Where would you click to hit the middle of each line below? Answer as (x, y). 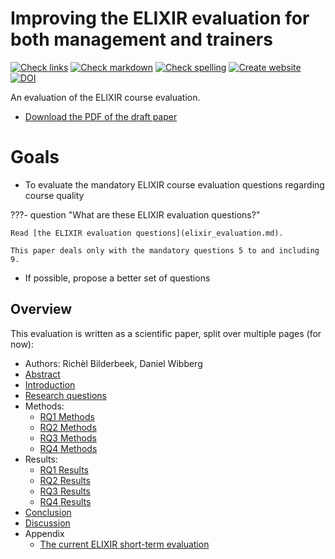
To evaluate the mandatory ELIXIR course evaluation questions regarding (174, 184)
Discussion (47, 523)
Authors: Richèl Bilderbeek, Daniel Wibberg (113, 363)
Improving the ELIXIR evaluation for (160, 18)
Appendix (44, 533)
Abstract (42, 374)
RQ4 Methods (68, 448)
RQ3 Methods (68, 438)
